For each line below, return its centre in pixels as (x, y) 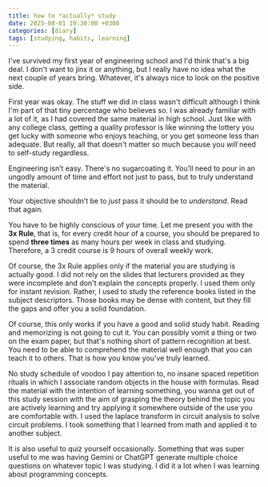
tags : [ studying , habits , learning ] (69, 38)
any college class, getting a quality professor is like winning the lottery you (131, 127)
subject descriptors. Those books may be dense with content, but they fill (130, 300)
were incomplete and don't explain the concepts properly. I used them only (132, 283)
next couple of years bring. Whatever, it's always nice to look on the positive (134, 78)
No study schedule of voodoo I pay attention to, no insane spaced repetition (134, 374)
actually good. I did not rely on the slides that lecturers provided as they (127, 275)
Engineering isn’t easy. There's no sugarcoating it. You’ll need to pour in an (132, 168)
